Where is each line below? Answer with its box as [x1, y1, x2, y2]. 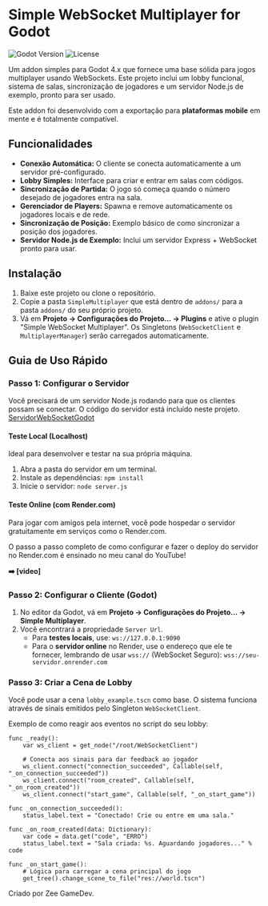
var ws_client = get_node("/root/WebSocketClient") [22, 742, 198, 750]
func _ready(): [8, 735, 59, 743]
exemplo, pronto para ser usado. [8, 90, 116, 99]
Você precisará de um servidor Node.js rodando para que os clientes [8, 396, 236, 406]
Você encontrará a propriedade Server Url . [19, 624, 164, 634]
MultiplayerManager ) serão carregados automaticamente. [19, 331, 210, 340]
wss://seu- [223, 651, 260, 659]
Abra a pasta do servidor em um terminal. [19, 464, 158, 474]
